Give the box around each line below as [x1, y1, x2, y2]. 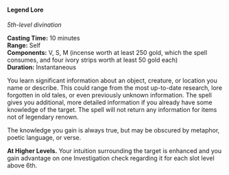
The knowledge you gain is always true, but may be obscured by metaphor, [7, 126, 220, 135]
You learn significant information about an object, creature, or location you [7, 76, 217, 85]
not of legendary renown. [7, 113, 79, 121]
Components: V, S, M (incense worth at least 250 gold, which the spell [7, 49, 208, 57]
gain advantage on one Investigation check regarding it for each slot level [7, 154, 215, 163]
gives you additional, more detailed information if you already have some [7, 98, 213, 106]
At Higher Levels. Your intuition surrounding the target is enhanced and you [7, 147, 222, 155]
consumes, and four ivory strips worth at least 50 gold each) [7, 56, 178, 65]
